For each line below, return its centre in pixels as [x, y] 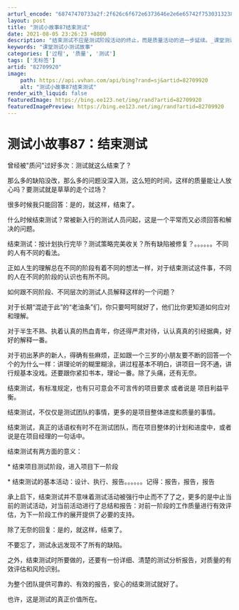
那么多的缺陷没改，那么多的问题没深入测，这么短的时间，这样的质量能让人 [116, 180]
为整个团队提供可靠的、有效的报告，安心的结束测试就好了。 [95, 584]
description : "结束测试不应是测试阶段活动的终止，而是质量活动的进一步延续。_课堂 [116, 41]
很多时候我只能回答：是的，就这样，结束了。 [73, 205]
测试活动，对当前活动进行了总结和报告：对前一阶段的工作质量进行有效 [122, 505]
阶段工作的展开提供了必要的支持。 [88, 515]
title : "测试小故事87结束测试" [49, 27]
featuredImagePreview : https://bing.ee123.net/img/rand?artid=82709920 [116, 107]
